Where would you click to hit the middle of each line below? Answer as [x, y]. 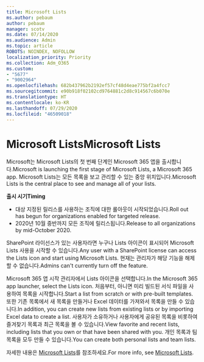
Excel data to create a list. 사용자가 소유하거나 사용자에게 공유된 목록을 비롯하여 [102, 317]
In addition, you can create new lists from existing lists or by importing [105, 309]
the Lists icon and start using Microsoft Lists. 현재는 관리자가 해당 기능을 [95, 258]
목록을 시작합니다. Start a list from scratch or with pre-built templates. [108, 294]
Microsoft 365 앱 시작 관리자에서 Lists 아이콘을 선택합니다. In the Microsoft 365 [102, 279]
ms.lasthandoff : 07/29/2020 [42, 108]
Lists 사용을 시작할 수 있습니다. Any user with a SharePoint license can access [101, 250]
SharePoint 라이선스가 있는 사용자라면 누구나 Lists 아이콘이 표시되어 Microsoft [100, 243]
